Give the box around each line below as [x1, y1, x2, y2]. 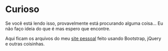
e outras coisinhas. [5, 40, 45, 46]
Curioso [5, 4, 39, 15]
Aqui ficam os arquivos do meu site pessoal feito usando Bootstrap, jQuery [5, 35, 161, 41]
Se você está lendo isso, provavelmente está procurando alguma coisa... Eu [5, 20, 163, 26]
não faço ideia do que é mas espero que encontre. [5, 25, 110, 31]
